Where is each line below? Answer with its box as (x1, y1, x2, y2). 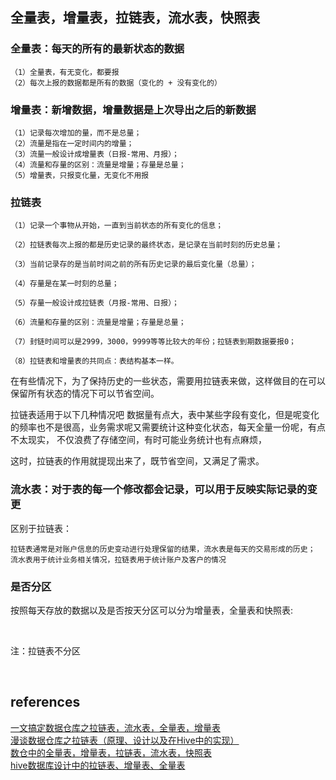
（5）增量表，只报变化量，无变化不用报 (10, 170, 150, 180)
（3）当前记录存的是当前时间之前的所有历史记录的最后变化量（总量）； (10, 259, 257, 270)
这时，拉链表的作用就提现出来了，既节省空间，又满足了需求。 (10, 455, 265, 467)
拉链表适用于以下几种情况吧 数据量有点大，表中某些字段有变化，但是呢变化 (10, 409, 320, 421)
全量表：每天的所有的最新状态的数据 (10, 42, 185, 56)
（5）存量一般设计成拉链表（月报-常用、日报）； (10, 298, 180, 308)
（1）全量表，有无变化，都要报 (10, 67, 120, 77)
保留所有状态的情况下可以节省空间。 (10, 388, 160, 400)
